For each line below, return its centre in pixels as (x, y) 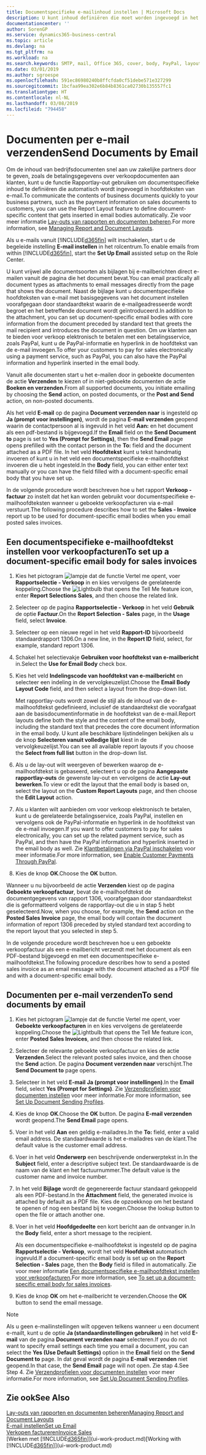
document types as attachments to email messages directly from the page (100, 285)
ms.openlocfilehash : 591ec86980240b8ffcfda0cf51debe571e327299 (89, 80)
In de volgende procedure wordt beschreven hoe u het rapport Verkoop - (99, 490)
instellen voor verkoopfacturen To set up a (88, 551)
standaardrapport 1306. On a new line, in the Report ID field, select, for (104, 639)
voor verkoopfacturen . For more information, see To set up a (91, 1278)
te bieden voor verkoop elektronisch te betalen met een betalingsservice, (99, 337)
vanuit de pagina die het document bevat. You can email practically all (112, 278)
